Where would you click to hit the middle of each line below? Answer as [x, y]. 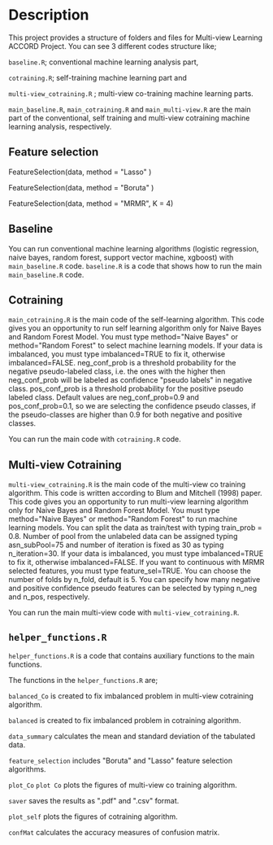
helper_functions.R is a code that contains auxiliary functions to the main [132, 656]
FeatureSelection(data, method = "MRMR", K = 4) [91, 203]
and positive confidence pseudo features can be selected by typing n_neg [133, 589]
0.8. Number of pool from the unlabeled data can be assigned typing [123, 536]
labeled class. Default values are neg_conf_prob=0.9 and [104, 397]
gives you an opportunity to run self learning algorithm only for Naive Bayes [135, 328]
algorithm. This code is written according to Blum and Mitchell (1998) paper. [135, 493]
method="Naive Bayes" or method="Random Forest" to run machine [123, 519]
